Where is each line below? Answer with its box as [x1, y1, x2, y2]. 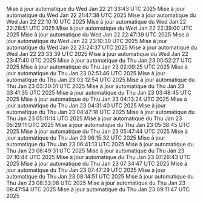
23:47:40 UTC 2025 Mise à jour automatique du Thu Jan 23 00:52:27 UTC [6, 57, 192, 64]
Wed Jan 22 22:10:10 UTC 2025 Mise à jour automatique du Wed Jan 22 [6, 18, 187, 25]
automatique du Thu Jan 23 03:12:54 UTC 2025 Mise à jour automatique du [6, 76, 195, 83]
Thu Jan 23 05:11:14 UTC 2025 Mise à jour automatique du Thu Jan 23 [6, 115, 182, 122]
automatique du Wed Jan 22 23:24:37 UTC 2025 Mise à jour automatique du [6, 44, 198, 51]
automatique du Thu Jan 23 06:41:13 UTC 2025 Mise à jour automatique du [6, 141, 194, 148]
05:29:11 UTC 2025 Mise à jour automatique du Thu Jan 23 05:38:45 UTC [6, 121, 190, 128]
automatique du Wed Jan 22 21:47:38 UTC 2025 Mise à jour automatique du [6, 12, 196, 19]
